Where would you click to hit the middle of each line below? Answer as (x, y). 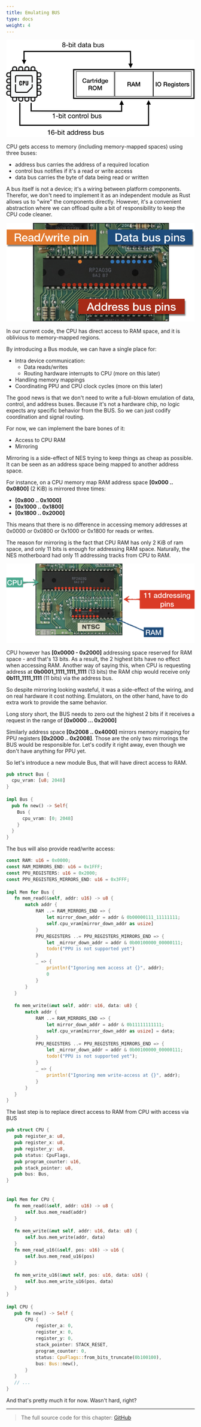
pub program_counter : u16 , (48, 1162)
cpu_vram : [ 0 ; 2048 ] (48, 818)
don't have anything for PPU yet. (46, 751)
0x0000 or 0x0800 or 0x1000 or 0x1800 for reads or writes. (80, 531)
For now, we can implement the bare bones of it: (66, 429)
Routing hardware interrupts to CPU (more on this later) (92, 374)
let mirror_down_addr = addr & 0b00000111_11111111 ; (113, 917)
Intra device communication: (50, 361)
